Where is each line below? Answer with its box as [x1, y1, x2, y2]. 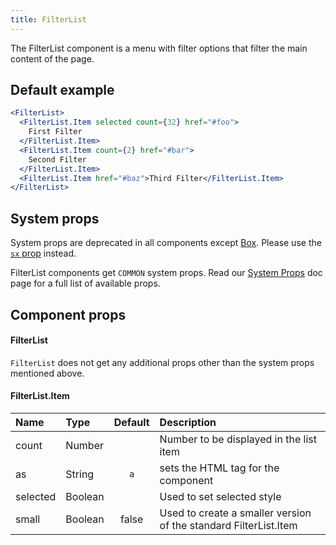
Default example [10, 82, 115, 99]
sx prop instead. [10, 247, 77, 260]
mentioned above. [10, 367, 85, 379]
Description [159, 415, 217, 429]
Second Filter [28, 154, 87, 165]
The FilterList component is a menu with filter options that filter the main [10, 42, 308, 54]
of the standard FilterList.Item [159, 518, 298, 532]
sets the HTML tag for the [159, 461, 280, 475]
